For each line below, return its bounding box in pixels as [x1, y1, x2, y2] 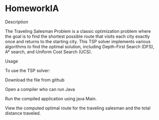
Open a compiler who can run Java [5, 86, 75, 92]
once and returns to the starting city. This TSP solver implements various [5, 38, 151, 44]
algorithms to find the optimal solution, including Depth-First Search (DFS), [5, 44, 155, 49]
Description [5, 19, 28, 25]
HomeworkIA [5, 3, 59, 14]
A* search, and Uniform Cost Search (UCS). [5, 49, 92, 55]
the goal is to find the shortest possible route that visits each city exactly [5, 33, 150, 39]
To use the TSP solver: [5, 67, 50, 73]
